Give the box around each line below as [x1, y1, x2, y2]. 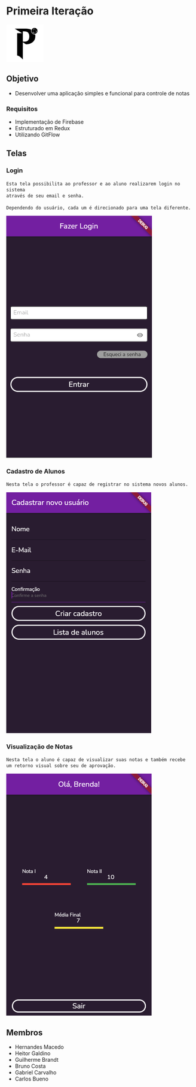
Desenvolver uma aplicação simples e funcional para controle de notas [14, 89, 190, 97]
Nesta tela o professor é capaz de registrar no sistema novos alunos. [6, 481, 188, 487]
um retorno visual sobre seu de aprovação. [6, 763, 117, 769]
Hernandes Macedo [14, 1043, 64, 1051]
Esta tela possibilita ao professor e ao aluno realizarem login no [6, 181, 180, 187]
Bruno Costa [14, 1062, 46, 1070]
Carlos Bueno [14, 1076, 49, 1083]
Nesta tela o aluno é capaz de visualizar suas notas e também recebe [6, 757, 186, 763]
